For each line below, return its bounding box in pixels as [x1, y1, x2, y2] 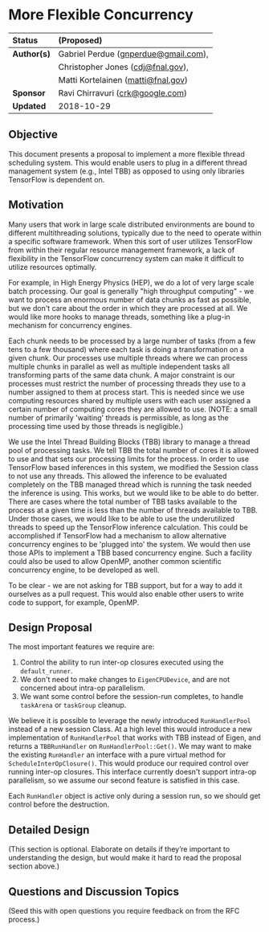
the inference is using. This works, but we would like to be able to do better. [8, 488, 259, 497]
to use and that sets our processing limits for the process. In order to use [8, 454, 250, 464]
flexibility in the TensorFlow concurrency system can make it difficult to [8, 253, 245, 263]
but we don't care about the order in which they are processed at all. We [8, 303, 248, 313]
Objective [8, 128, 59, 141]
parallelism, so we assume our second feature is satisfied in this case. [8, 775, 240, 785]
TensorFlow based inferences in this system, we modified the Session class [8, 462, 259, 472]
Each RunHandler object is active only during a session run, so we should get [8, 791, 261, 801]
